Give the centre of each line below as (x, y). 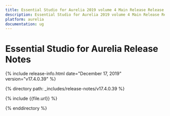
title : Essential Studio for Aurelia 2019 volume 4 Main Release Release (85, 10)
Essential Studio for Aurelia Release (82, 49)
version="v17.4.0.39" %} (31, 79)
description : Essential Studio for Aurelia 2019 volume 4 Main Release (82, 15)
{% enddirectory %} (26, 108)
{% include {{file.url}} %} (31, 98)
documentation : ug (25, 24)
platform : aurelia (25, 19)
